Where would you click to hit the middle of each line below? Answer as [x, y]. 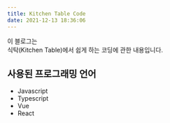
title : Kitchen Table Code [47, 14]
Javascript [33, 91]
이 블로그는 [22, 41]
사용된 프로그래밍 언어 [52, 74]
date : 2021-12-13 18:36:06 [47, 20]
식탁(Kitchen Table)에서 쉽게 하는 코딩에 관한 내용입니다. [85, 50]
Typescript [33, 99]
